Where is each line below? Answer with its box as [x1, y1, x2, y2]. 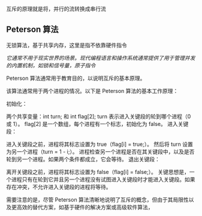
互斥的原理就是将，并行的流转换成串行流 [6, 5, 106, 12]
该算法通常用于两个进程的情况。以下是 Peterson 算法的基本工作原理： [6, 87, 179, 94]
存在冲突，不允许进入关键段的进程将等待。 [6, 183, 111, 190]
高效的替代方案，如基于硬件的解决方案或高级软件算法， [16, 203, 153, 211]
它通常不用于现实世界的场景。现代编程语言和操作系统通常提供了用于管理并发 [6, 54, 195, 61]
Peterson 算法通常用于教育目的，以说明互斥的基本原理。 [6, 74, 146, 82]
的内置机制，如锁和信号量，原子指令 [6, 62, 96, 69]
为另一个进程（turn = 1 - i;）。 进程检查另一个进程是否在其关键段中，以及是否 [6, 148, 195, 155]
